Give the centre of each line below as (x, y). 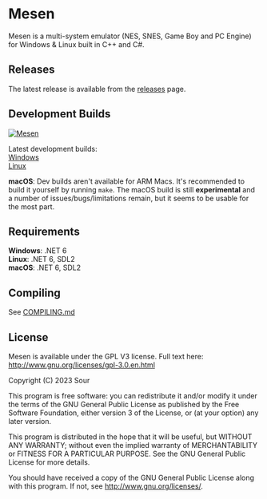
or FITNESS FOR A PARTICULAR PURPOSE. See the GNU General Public (127, 453)
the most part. (32, 206)
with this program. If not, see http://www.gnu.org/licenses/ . (106, 486)
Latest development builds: (53, 149)
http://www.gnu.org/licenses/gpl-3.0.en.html (82, 365)
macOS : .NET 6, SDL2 (45, 267)
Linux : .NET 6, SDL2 (42, 259)
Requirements (44, 231)
